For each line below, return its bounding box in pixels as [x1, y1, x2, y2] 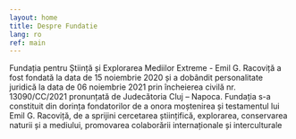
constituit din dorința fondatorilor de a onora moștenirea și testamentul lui [9, 100, 280, 112]
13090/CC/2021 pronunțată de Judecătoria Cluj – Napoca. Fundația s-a [9, 91, 271, 102]
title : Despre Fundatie [9, 22, 98, 30]
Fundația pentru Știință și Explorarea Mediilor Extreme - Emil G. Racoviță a [9, 63, 282, 74]
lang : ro [9, 30, 42, 39]
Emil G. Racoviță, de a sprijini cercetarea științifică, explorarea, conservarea [9, 110, 288, 121]
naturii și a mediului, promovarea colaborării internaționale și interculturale [9, 120, 283, 131]
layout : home [9, 13, 58, 22]
